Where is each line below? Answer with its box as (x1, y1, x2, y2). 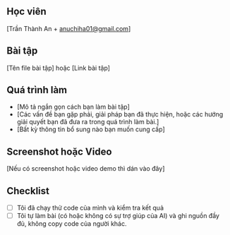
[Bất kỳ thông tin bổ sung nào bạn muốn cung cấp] (16, 125, 165, 133)
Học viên (6, 6, 47, 18)
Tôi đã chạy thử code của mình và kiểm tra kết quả (16, 204, 164, 212)
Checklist (6, 185, 50, 197)
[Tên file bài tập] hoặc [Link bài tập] (6, 64, 111, 72)
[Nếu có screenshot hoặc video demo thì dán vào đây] (6, 164, 165, 173)
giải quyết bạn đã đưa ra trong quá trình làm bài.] (16, 118, 159, 126)
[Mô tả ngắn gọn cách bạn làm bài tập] (16, 102, 130, 112)
